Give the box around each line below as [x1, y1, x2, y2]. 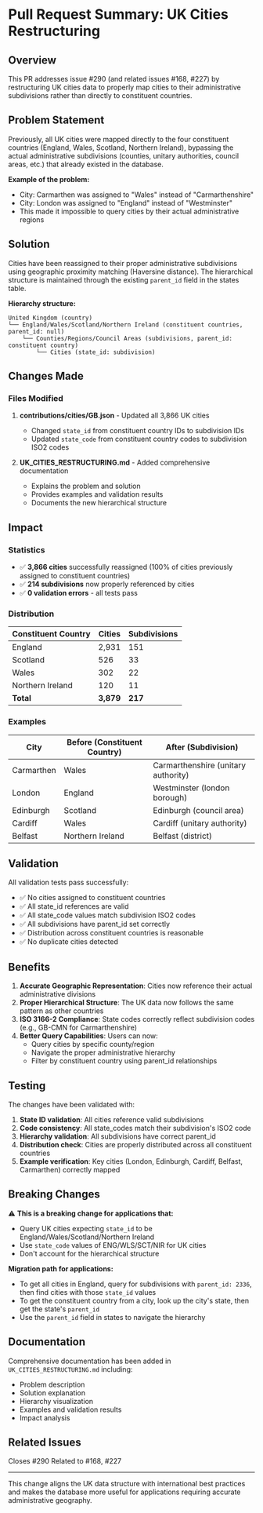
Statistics [8, 544, 45, 555]
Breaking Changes [8, 1187, 100, 1201]
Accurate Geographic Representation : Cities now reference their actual [19, 981, 253, 990]
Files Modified [8, 392, 64, 403]
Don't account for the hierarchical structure [19, 1249, 160, 1258]
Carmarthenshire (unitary [152, 760, 247, 771]
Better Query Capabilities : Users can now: [19, 1031, 158, 1041]
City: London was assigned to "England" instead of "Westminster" [19, 198, 233, 207]
